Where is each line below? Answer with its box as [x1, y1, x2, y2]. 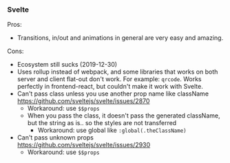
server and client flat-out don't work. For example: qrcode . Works [17, 75, 202, 83]
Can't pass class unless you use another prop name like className [17, 89, 209, 98]
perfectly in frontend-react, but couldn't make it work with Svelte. [17, 83, 203, 91]
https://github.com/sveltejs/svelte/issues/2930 [17, 141, 151, 149]
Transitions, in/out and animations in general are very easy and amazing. [17, 34, 224, 42]
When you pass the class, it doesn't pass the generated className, [27, 111, 220, 120]
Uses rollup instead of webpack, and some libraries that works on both [17, 67, 218, 76]
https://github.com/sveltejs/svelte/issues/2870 [17, 97, 150, 105]
